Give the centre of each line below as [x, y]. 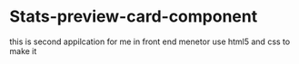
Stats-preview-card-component [134, 17]
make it [23, 50]
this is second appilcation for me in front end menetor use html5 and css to [150, 41]
